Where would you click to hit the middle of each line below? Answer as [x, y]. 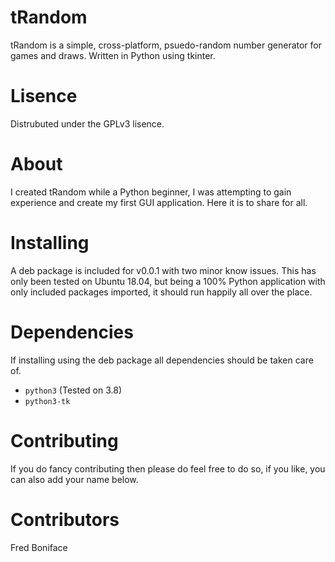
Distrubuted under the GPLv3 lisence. [87, 123]
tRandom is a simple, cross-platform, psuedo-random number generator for [166, 45]
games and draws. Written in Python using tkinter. [113, 55]
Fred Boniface [39, 547]
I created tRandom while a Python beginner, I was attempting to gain [151, 192]
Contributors [65, 519]
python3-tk [47, 401]
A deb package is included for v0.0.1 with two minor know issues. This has [163, 270]
